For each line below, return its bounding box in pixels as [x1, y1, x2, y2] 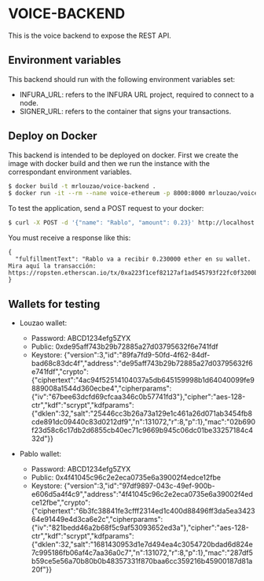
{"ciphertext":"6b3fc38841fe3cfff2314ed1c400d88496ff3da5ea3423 [31, 506, 255, 516]
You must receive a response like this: [8, 233, 131, 242]
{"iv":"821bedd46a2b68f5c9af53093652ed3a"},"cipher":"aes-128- [31, 523, 249, 532]
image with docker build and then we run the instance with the [8, 158, 211, 168]
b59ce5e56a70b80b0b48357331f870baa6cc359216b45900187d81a [31, 557, 253, 565]
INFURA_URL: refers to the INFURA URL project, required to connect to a [19, 90, 255, 99]
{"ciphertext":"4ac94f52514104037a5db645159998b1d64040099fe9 [31, 376, 255, 384]
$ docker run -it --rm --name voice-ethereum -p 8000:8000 [8, 190, 206, 198]
